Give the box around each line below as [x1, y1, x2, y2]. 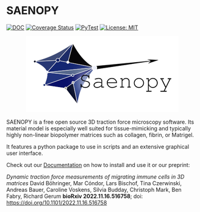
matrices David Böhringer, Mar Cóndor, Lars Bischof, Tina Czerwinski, [6, 179, 182, 186]
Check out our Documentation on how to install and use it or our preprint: [6, 161, 190, 168]
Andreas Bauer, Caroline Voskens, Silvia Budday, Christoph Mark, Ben [6, 186, 182, 193]
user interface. [6, 149, 43, 157]
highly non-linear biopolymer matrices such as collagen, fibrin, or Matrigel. [6, 131, 194, 138]
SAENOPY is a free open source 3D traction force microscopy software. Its [6, 118, 195, 125]
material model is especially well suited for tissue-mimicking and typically [6, 124, 191, 132]
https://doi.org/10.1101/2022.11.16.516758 [6, 199, 107, 206]
